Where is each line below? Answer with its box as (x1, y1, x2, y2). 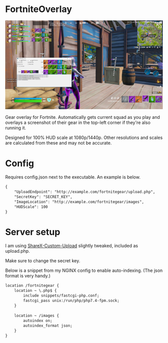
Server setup (5, 226, 60, 238)
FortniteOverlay (5, 4, 72, 15)
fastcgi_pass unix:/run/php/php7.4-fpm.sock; (23, 298, 120, 303)
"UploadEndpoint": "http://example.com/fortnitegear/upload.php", (14, 190, 155, 195)
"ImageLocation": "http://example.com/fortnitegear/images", (14, 200, 144, 205)
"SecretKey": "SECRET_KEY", (14, 195, 72, 200)
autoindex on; (23, 318, 52, 323)
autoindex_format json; (23, 323, 72, 328)
